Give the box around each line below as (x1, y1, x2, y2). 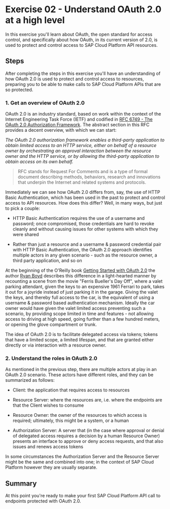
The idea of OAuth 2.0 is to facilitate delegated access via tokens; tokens (5, 331, 158, 337)
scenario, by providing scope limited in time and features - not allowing (5, 310, 154, 317)
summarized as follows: (5, 377, 55, 383)
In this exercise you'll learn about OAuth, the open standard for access (5, 31, 153, 37)
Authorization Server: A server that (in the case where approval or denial (12, 428, 165, 434)
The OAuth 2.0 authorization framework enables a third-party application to (5, 137, 165, 143)
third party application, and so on (12, 258, 82, 264)
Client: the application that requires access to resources (12, 387, 130, 393)
